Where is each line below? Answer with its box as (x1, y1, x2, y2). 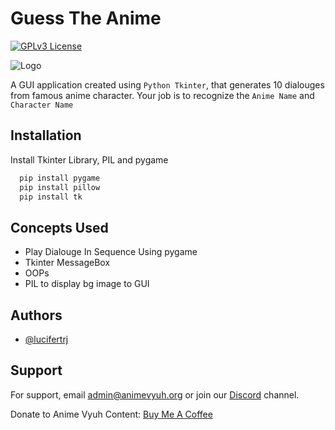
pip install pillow (19, 182, 101, 192)
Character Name (10, 100, 74, 110)
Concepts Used (10, 219, 109, 236)
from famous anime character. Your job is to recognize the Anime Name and (10, 89, 315, 101)
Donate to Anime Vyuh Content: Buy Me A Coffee (10, 408, 213, 420)
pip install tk (19, 192, 83, 202)
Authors (10, 307, 63, 324)
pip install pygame (19, 173, 101, 183)
